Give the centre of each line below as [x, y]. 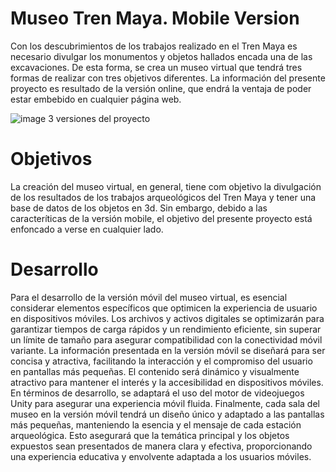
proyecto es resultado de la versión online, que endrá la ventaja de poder [161, 88]
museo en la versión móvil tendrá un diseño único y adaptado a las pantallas [167, 414]
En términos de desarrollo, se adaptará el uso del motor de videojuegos [157, 393]
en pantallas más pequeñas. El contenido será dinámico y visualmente [155, 371]
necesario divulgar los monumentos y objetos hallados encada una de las [161, 56]
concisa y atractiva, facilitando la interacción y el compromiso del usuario [161, 361]
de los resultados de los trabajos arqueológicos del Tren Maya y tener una [163, 197]
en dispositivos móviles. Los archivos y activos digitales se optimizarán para [167, 318]
